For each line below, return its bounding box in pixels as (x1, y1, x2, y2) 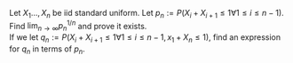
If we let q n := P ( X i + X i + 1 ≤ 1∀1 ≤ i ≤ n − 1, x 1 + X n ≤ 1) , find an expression (9, 32, 281, 45)
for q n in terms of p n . (9, 43, 86, 56)
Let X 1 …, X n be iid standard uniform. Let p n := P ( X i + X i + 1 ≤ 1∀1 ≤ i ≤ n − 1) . (9, 8, 284, 20)
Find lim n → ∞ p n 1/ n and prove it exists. (9, 19, 147, 34)
